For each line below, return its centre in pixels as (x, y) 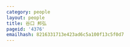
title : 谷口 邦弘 (27, 23)
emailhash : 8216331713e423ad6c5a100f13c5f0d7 (65, 35)
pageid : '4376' (26, 29)
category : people (28, 12)
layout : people (26, 18)
